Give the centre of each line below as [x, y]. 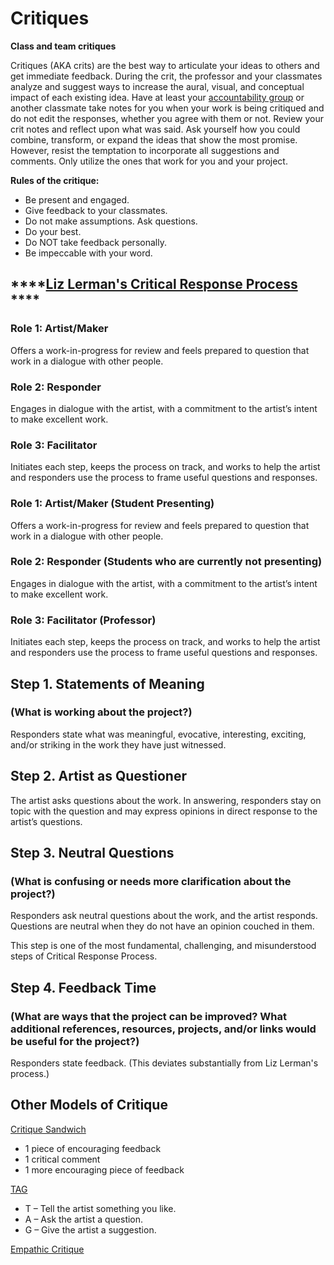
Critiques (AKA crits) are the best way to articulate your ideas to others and [165, 65]
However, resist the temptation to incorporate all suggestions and [145, 150]
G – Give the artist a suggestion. [90, 1229]
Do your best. [53, 231]
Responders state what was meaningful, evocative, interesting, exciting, [158, 734]
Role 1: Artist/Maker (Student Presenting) [112, 504]
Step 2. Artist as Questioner [98, 776]
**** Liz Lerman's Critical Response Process [154, 284]
